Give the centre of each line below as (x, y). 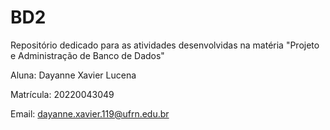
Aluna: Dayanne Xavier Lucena (73, 75)
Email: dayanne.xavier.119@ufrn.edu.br (90, 113)
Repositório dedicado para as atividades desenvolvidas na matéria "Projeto (165, 45)
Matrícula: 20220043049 (62, 94)
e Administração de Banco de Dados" (87, 55)
